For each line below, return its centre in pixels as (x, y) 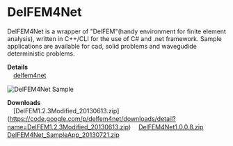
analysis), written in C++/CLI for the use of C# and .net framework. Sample (115, 38)
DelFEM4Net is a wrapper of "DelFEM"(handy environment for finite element (116, 31)
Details (18, 67)
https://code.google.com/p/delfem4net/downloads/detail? (93, 118)
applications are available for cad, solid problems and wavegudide (102, 46)
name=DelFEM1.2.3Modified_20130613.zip (68, 127)
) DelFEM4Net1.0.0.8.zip (166, 127)
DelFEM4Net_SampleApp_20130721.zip (63, 135)
